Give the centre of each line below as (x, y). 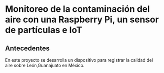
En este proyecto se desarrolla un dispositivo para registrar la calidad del (79, 60)
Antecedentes (28, 48)
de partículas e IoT (44, 30)
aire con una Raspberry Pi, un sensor (82, 19)
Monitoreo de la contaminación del (78, 9)
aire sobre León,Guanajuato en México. (45, 65)
